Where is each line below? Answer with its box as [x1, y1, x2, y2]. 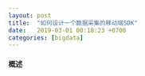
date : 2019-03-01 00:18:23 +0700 [8, 26, 127, 34]
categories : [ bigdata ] [8, 33, 84, 42]
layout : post [8, 11, 52, 20]
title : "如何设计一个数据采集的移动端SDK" [8, 19, 138, 27]
